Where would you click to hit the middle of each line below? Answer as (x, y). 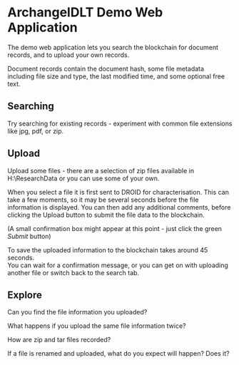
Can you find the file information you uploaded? (77, 312)
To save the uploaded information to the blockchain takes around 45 (108, 250)
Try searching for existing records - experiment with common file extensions (120, 123)
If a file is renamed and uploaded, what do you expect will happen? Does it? (118, 354)
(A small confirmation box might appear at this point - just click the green (115, 228)
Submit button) (29, 236)
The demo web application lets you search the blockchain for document (113, 47)
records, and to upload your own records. (68, 55)
